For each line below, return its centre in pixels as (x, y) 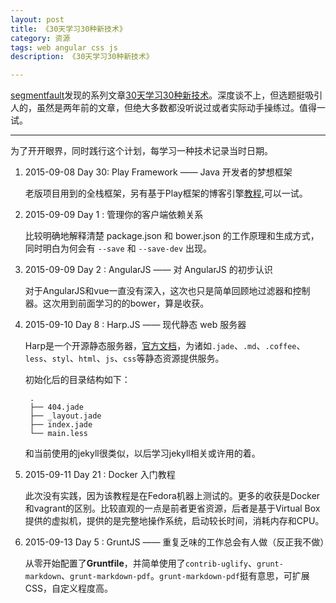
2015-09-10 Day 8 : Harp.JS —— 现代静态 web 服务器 (135, 325)
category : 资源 (40, 38)
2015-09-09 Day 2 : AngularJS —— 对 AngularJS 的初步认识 (148, 270)
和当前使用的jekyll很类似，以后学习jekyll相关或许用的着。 (142, 453)
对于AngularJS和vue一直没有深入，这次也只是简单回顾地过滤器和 (158, 291)
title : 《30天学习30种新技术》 (68, 29)
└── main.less (59, 434)
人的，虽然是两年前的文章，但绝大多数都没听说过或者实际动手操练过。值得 (163, 108)
